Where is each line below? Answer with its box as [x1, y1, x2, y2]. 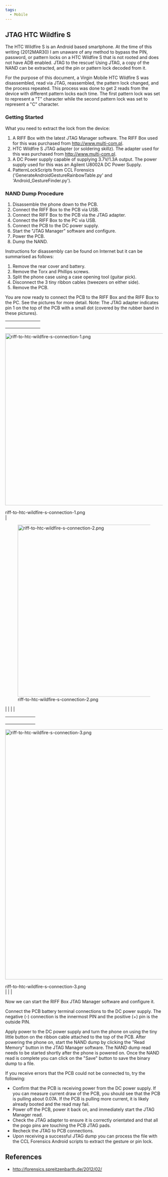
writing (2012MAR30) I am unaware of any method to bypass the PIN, [5, 49, 148, 55]
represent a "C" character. [5, 101, 59, 108]
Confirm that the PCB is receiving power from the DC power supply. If [12, 1085, 156, 1091]
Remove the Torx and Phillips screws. [12, 268, 90, 274]
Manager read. [12, 1111, 43, 1117]
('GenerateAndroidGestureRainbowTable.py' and [12, 172, 112, 178]
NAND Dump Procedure [5, 190, 64, 197]
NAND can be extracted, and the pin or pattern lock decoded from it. [5, 65, 146, 71]
